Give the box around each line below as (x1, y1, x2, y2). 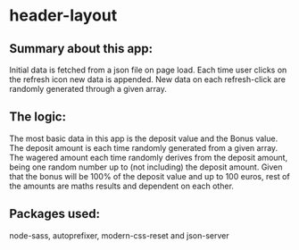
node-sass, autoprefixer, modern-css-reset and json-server (9, 229, 229, 241)
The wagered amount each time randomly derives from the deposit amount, (9, 152, 288, 162)
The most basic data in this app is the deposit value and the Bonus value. (9, 133, 278, 144)
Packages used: (9, 206, 101, 221)
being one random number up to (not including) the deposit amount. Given (9, 162, 283, 172)
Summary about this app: (9, 41, 154, 56)
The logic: (9, 109, 67, 125)
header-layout (9, 5, 118, 26)
